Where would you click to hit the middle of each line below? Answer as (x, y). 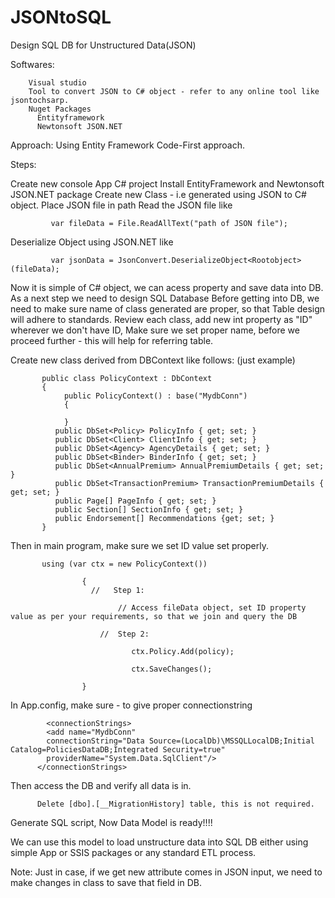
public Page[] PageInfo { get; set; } (135, 501)
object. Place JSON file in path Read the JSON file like (121, 205)
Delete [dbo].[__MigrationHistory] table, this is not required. (175, 804)
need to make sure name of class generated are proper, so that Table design (168, 308)
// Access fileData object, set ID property (212, 607)
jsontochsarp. (40, 100)
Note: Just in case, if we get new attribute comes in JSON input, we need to (166, 872)
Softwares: (32, 64)
